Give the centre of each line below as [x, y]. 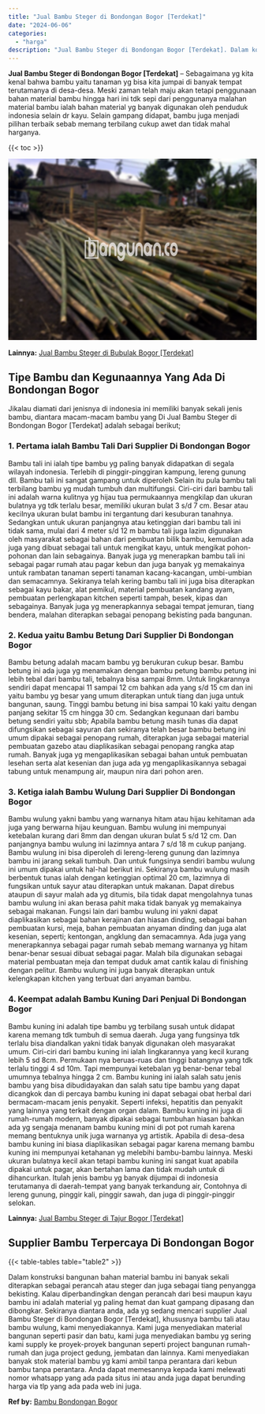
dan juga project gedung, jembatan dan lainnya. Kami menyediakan [140, 1353]
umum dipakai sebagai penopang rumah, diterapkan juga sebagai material [129, 738]
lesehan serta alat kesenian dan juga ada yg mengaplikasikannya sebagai [127, 763]
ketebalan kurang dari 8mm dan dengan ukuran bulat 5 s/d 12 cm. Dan [122, 836]
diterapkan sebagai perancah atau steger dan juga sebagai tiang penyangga [132, 1286]
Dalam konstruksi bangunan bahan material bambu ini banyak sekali [119, 1277]
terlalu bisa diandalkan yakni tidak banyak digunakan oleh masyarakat [121, 1043]
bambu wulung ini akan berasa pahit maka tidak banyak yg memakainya [125, 903]
